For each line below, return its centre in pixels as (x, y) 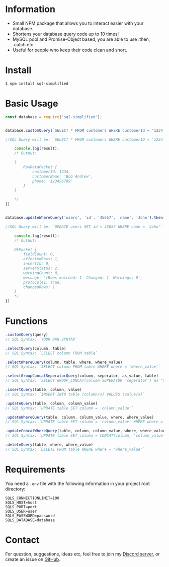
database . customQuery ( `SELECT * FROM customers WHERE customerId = (77, 130)
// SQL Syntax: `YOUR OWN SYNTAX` (41, 339)
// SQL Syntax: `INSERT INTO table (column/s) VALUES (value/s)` (75, 394)
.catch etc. (24, 44)
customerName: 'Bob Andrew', (63, 176)
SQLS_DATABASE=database (30, 520)
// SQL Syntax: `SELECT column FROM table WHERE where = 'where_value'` (83, 367)
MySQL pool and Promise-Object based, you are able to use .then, (81, 39)
